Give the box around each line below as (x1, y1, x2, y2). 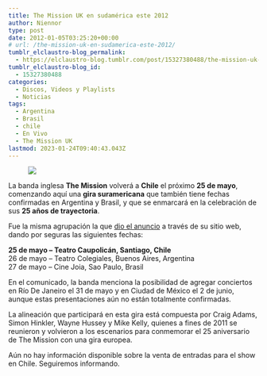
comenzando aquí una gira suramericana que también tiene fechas (8, 190, 230, 199)
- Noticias (15, 93, 52, 101)
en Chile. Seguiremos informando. (8, 359, 121, 369)
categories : (8, 78, 48, 86)
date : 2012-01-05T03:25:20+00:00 (8, 33, 119, 42)
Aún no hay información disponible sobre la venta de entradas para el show (8, 351, 256, 360)
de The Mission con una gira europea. (8, 335, 133, 345)
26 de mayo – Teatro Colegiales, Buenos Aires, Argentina (8, 254, 195, 263)
